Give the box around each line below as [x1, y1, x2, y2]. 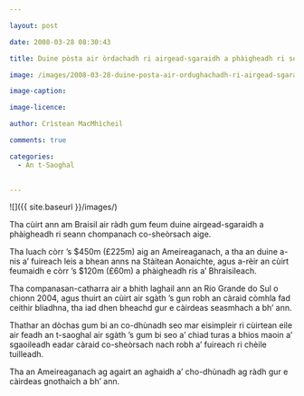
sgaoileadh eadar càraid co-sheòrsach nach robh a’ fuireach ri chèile [9, 339, 267, 350]
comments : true [9, 136, 67, 145]
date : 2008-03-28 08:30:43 [9, 37, 111, 46]
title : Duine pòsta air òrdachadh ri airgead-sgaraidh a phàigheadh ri [9, 53, 285, 63]
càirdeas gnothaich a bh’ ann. [9, 376, 120, 387]
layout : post [9, 21, 59, 30]
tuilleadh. [9, 349, 44, 360]
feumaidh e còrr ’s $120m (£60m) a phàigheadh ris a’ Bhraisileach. [9, 266, 257, 276]
